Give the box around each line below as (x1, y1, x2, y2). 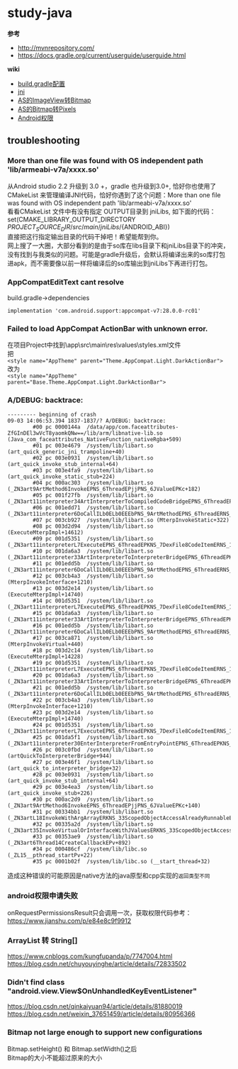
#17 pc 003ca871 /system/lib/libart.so (33, 635, 154, 642)
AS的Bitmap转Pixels (17, 104, 76, 113)
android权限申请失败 (7, 891, 79, 901)
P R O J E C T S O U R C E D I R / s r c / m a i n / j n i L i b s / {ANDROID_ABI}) (7, 222, 170, 233)
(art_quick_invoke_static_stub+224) (7, 473, 115, 480)
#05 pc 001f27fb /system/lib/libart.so (33, 492, 154, 499)
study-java (7, 5, 73, 21)
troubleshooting (7, 135, 80, 147)
